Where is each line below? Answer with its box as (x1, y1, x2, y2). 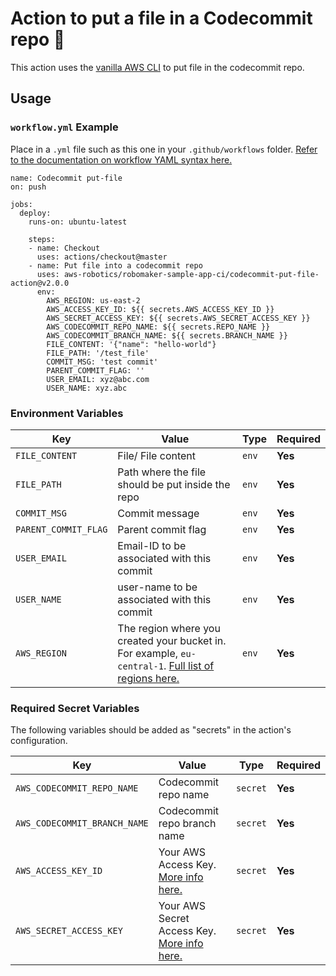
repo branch (158, 817, 217, 831)
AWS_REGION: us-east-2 (46, 295, 141, 306)
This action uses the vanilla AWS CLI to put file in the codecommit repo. (10, 61, 305, 73)
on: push (10, 182, 47, 192)
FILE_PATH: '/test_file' (46, 348, 150, 358)
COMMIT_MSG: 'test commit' (46, 357, 159, 367)
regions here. (117, 671, 180, 685)
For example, (117, 646, 179, 660)
